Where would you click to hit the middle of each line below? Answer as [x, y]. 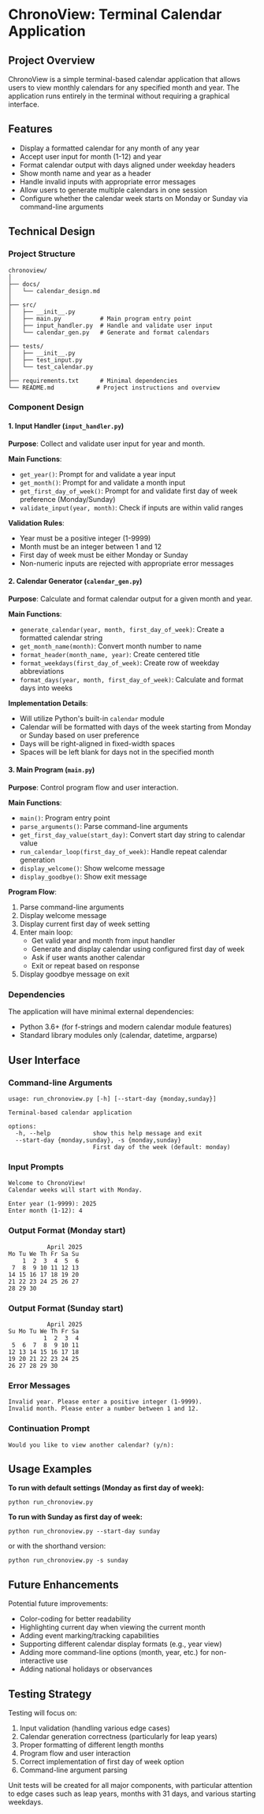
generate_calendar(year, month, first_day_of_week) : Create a [122, 629]
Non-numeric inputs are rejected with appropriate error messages [126, 563]
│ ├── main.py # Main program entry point [100, 318]
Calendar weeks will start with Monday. [76, 1190]
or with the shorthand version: [57, 1546]
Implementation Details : [48, 703]
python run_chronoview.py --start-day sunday [84, 1531]
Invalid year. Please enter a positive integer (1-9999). [105, 1402]
